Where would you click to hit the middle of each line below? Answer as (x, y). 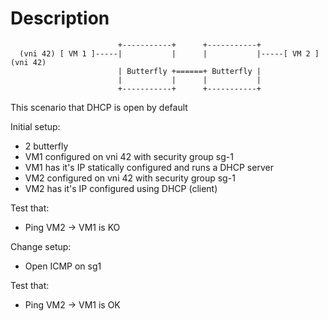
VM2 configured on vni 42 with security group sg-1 (130, 178)
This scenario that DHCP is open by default (99, 107)
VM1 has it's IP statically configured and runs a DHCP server (149, 167)
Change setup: (41, 246)
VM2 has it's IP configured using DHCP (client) (121, 188)
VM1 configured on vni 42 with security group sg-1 (129, 156)
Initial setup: (35, 126)
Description (60, 18)
